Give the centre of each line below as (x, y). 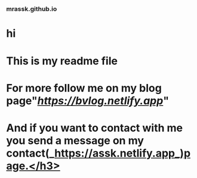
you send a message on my (75, 140)
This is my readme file (62, 61)
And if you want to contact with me (95, 128)
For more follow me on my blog (84, 88)
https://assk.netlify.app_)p (123, 153)
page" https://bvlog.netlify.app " (87, 101)
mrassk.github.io (32, 9)
